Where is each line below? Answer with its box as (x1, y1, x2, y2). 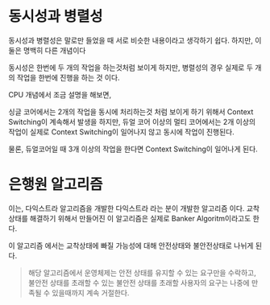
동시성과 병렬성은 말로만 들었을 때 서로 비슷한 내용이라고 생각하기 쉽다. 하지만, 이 (8, 35, 262, 45)
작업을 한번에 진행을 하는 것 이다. (16, 72, 120, 82)
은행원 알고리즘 (8, 175, 103, 194)
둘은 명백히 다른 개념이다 (8, 45, 86, 55)
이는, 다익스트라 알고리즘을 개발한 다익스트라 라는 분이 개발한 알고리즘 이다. (8, 203, 245, 213)
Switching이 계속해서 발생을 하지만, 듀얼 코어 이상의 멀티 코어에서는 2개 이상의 (8, 117, 256, 126)
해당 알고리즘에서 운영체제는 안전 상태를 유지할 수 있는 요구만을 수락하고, (27, 267, 256, 278)
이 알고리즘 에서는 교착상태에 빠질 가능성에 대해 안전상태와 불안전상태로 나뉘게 (8, 241, 254, 250)
